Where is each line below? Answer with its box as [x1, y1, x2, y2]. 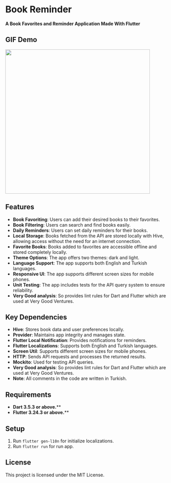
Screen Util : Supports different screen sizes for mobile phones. [12, 348, 147, 354]
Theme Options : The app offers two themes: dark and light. [12, 254, 140, 260]
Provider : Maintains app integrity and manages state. [12, 332, 126, 338]
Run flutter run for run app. [12, 444, 74, 449]
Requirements [5, 390, 51, 399]
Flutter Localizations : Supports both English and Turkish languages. [12, 343, 158, 349]
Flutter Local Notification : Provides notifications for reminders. [12, 337, 147, 344]
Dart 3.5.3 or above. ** [12, 404, 61, 410]
